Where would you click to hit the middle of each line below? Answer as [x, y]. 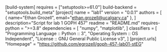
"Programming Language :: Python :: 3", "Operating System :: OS [72, 33]
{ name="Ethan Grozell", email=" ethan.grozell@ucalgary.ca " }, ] [71, 18]
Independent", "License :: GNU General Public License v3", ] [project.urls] [81, 39]
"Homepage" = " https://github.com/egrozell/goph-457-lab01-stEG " [74, 44]
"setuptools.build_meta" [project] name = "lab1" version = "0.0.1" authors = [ [83, 12]
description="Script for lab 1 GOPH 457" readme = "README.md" [73, 23]
